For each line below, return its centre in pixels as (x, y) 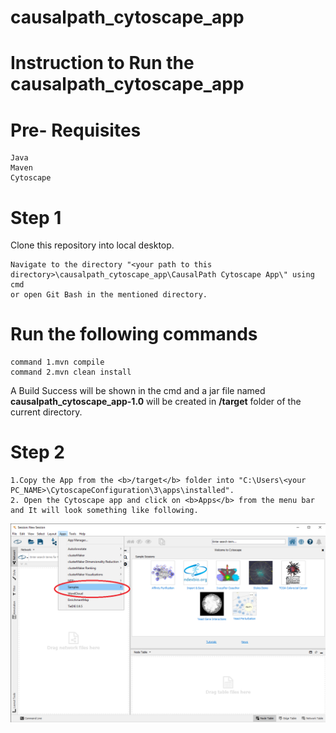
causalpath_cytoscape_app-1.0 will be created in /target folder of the (156, 402)
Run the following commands (134, 334)
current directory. (46, 412)
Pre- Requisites (76, 130)
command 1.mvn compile (57, 362)
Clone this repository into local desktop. (92, 245)
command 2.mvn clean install (71, 372)
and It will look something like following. (104, 511)
